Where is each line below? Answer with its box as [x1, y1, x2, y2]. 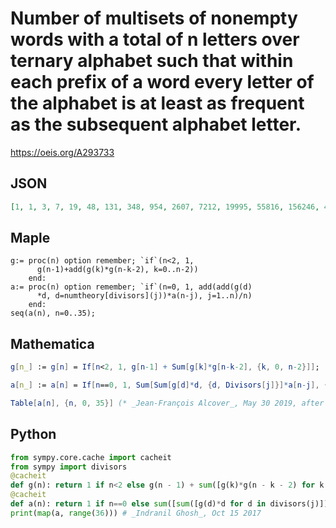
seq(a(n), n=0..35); [10, 308, 97, 319]
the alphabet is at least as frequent [10, 92, 305, 115]
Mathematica [10, 335, 95, 352]
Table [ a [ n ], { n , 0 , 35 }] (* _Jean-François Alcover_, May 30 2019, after [10, 398, 325, 408]
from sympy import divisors [10, 462, 128, 472]
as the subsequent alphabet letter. [10, 113, 302, 136]
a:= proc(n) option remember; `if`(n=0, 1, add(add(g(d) [10, 282, 253, 292]
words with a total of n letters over [10, 28, 300, 51]
